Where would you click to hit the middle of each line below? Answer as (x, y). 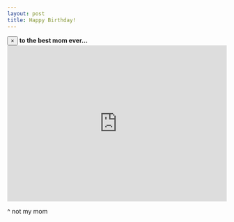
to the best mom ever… (54, 40)
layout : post (26, 14)
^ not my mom (28, 211)
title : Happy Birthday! (42, 20)
